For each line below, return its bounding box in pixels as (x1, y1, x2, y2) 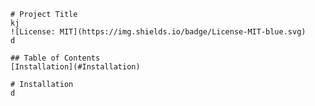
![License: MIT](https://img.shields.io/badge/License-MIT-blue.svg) (10, 27, 307, 37)
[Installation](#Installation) (10, 62, 141, 72)
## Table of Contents (10, 53, 101, 63)
